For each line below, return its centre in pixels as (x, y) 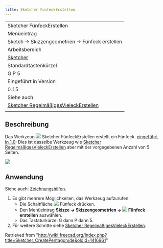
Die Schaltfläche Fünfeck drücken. (57, 204)
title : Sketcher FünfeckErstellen (40, 10)
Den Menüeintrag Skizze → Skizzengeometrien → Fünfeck (82, 210)
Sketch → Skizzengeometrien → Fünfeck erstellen (65, 41)
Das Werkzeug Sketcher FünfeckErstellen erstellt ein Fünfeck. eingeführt (81, 137)
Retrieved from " (22, 235)
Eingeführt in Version (32, 81)
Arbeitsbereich (24, 50)
